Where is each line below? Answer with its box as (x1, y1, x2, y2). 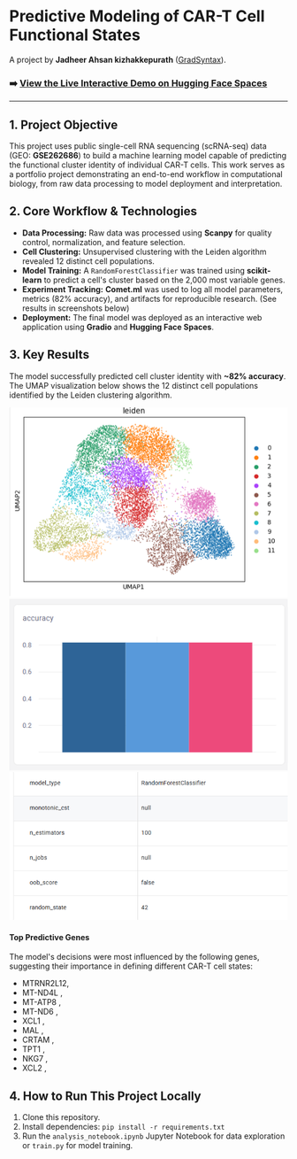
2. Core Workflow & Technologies (9, 204, 197, 219)
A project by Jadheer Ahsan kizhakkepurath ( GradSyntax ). (9, 54, 227, 65)
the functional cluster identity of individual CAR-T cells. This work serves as (9, 159, 286, 170)
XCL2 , (21, 1062, 47, 1073)
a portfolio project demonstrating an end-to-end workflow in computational (9, 169, 283, 180)
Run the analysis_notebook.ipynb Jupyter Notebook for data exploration (21, 1131, 286, 1141)
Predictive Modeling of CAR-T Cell (9, 6, 265, 27)
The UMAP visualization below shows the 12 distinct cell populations (9, 380, 259, 390)
